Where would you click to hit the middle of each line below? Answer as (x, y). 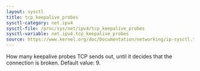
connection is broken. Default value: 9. (54, 63)
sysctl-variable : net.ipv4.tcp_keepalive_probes (68, 34)
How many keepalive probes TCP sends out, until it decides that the (89, 56)
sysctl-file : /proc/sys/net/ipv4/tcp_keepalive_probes (76, 28)
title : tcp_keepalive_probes (42, 17)
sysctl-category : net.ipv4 (40, 23)
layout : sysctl (25, 12)
